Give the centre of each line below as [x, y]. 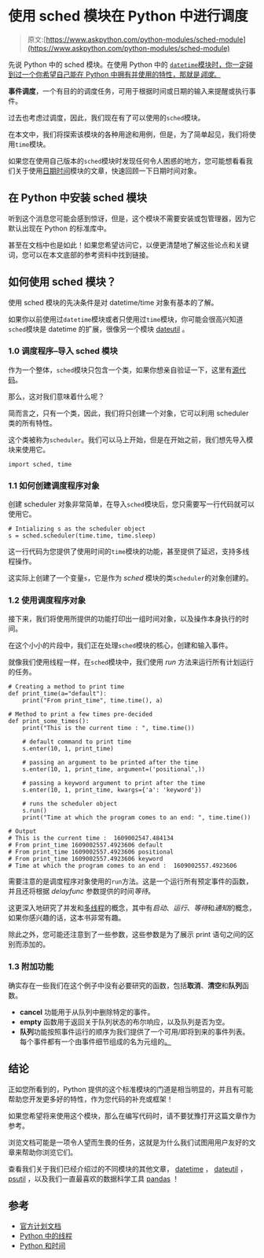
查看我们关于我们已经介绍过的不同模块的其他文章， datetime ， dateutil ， [128, 1168]
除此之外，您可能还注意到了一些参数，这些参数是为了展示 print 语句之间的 [128, 935]
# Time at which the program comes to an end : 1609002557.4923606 [123, 866]
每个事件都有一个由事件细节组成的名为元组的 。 [95, 1041]
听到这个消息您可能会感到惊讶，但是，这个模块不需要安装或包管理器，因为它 [132, 218]
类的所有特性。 [32, 422]
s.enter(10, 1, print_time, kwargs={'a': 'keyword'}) [112, 790]
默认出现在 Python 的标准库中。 [60, 228]
